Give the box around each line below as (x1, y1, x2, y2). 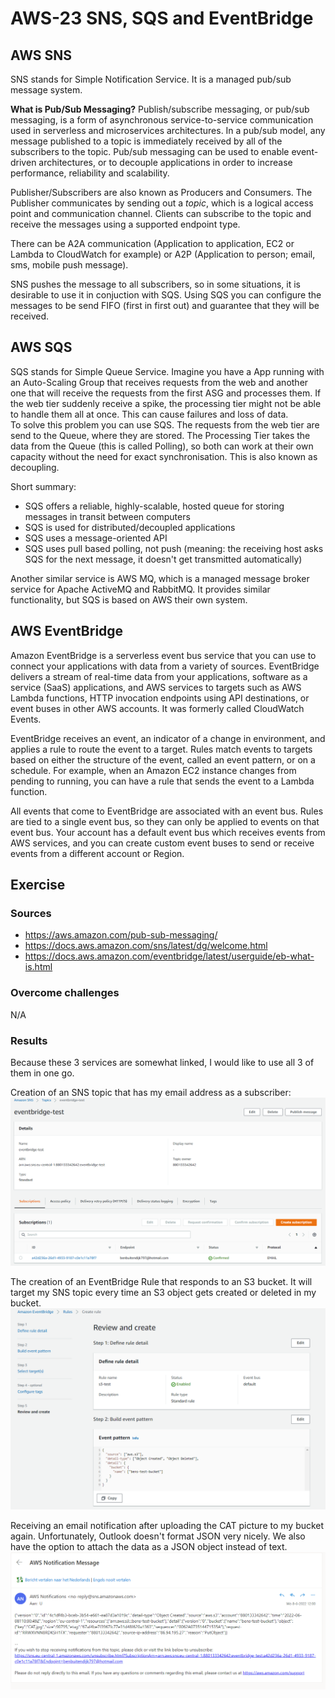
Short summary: (10, 480, 77, 492)
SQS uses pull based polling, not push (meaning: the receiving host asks (24, 542, 324, 554)
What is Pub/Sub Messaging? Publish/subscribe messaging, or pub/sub (10, 103, 310, 115)
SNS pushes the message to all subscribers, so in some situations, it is (10, 278, 301, 290)
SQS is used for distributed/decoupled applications (24, 521, 236, 533)
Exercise (10, 877, 66, 894)
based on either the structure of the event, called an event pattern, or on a (10, 753, 316, 766)
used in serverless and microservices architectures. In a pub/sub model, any (10, 125, 326, 136)
